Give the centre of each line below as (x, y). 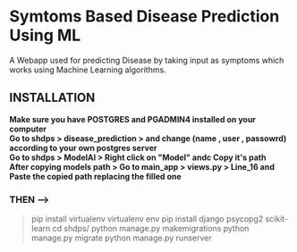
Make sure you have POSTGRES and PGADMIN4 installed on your (133, 119)
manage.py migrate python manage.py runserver (121, 238)
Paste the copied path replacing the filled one (95, 176)
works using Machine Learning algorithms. (88, 70)
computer (28, 129)
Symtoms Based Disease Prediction (144, 17)
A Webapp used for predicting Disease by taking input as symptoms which (147, 60)
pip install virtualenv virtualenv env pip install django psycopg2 (147, 219)
